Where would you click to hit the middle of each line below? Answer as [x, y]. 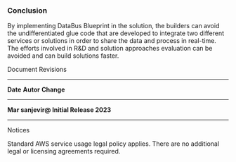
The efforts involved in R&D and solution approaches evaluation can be [110, 49]
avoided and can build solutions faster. [63, 56]
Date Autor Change [36, 89]
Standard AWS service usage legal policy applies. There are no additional [113, 144]
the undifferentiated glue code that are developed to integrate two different [116, 33]
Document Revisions [37, 70]
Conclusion [27, 11]
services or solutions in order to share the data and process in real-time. [112, 41]
